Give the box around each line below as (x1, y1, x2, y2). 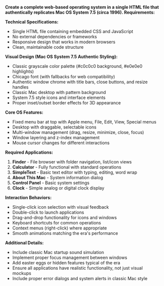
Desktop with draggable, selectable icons (12, 124, 97, 130)
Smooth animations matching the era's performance (12, 230, 118, 236)
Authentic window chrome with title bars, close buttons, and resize (12, 79, 148, 85)
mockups (12, 270, 32, 276)
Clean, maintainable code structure (12, 44, 84, 50)
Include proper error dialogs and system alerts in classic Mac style (12, 276, 148, 281)
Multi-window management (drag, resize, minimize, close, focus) (12, 129, 144, 135)
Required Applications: (5, 150, 53, 155)
